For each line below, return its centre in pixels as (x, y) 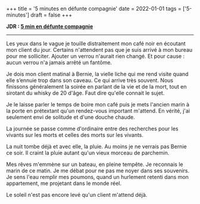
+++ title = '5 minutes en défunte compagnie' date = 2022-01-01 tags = (94, 9)
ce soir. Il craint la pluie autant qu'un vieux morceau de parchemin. (88, 153)
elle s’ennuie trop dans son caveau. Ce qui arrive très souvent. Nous (90, 80)
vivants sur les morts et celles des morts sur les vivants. (75, 135)
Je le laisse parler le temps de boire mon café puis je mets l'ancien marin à (98, 104)
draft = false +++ (51, 15)
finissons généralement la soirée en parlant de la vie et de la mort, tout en (96, 87)
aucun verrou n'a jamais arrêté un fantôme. (59, 62)
